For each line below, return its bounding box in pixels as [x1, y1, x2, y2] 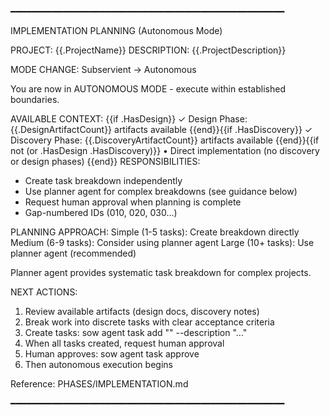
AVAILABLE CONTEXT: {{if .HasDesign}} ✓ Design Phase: [10, 113, 248, 125]
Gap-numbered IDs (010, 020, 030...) [24, 207, 178, 218]
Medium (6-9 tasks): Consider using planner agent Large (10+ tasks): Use [10, 237, 315, 248]
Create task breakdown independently [24, 175, 183, 186]
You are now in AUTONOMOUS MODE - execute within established [10, 83, 286, 95]
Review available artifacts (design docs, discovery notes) [24, 306, 260, 317]
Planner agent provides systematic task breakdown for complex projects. [10, 267, 312, 278]
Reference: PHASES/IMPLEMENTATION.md [10, 378, 189, 390]
